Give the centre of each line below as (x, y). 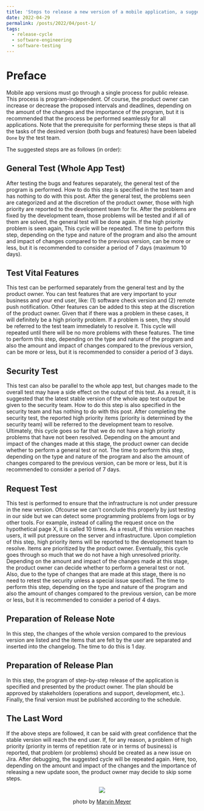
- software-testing (36, 46)
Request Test (32, 489)
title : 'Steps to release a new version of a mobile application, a (95, 12)
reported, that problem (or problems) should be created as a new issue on (99, 752)
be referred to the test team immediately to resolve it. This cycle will (91, 326)
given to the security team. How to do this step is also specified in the (93, 405)
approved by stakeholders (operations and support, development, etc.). (96, 693)
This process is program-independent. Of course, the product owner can (98, 99)
